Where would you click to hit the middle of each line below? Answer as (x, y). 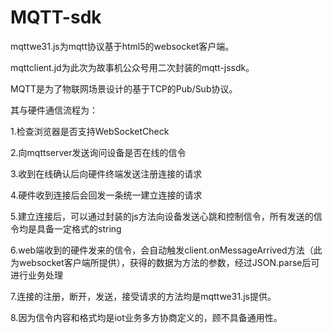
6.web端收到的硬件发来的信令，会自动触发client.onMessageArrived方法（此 (166, 250)
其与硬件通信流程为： (54, 110)
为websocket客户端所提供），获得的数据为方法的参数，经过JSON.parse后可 (165, 262)
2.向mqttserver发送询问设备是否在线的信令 (98, 152)
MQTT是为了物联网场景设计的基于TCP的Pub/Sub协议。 (124, 88)
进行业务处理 (36, 275)
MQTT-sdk (56, 17)
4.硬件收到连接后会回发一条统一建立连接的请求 (106, 195)
